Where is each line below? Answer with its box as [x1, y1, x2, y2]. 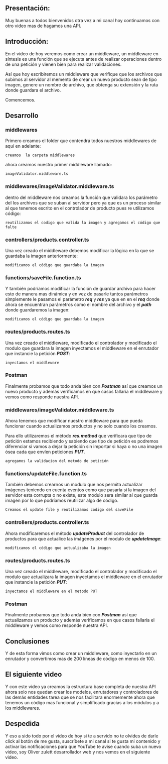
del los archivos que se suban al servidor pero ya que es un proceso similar [5, 199, 161, 205]
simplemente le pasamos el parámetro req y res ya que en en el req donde [5, 296, 160, 302]
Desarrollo [5, 112, 39, 120]
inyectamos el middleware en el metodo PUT [5, 589, 98, 594]
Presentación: [5, 4, 50, 13]
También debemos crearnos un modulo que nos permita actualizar [5, 482, 143, 488]
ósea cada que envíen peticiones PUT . [5, 449, 85, 455]
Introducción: [5, 37, 49, 46]
